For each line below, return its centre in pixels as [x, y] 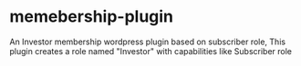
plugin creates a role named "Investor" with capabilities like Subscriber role [151, 51]
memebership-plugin [92, 17]
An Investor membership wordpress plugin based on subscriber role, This [147, 42]
